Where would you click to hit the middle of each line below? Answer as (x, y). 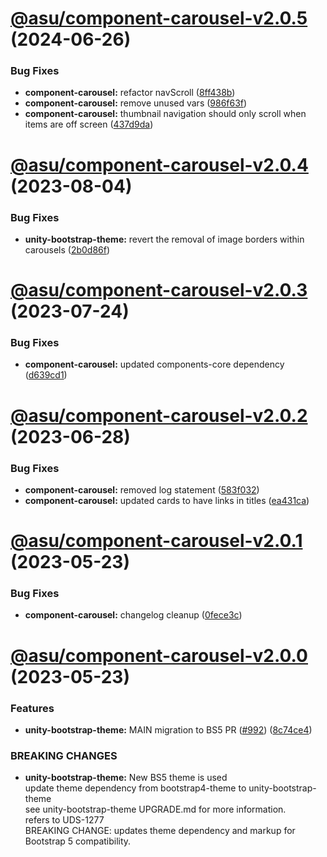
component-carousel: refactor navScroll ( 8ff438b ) (130, 93)
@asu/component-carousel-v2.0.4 (159, 164)
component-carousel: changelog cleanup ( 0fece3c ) (133, 615)
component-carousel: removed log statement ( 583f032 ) (142, 489)
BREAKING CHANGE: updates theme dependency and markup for (160, 831)
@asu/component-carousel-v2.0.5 (159, 18)
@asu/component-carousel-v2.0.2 (159, 415)
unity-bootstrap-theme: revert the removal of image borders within (164, 239)
